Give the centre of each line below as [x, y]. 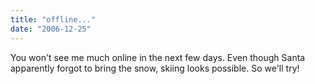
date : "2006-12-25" [51, 29]
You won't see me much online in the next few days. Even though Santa [158, 57]
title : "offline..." [53, 19]
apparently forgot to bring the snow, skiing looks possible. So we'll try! [155, 68]
